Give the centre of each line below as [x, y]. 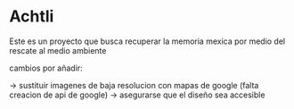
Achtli [32, 17]
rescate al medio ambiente [58, 50]
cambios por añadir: [46, 68]
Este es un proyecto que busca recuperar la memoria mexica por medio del [147, 41]
